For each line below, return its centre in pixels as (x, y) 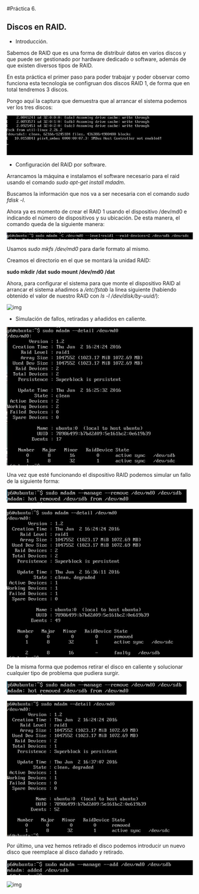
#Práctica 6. (22, 9)
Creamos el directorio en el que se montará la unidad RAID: (79, 260)
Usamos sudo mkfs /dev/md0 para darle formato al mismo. (78, 249)
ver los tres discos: (30, 107)
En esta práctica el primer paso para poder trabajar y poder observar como (98, 77)
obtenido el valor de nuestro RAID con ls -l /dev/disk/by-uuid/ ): (83, 296)
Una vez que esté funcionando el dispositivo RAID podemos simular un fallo (99, 475)
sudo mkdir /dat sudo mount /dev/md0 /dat (61, 272)
